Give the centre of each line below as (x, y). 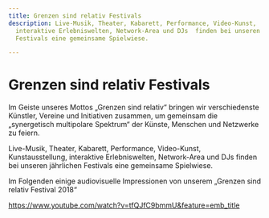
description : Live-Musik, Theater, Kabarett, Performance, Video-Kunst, (132, 23)
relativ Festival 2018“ (43, 190)
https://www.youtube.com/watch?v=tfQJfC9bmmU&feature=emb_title (124, 205)
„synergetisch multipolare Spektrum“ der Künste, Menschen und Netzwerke (134, 125)
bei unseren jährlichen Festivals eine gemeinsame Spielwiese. (111, 166)
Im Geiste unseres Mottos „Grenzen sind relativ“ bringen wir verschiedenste (134, 107)
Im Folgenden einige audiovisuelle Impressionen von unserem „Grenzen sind (135, 181)
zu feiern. (24, 133)
